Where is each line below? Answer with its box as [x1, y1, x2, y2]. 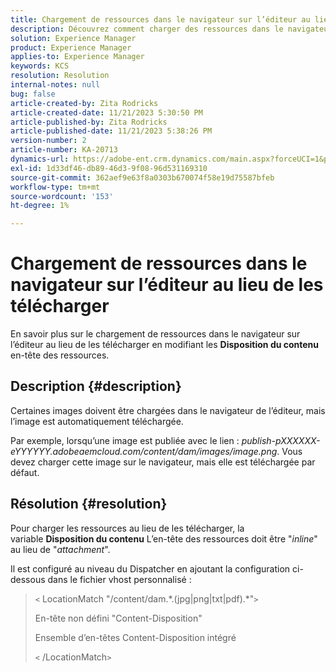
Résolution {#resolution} [10, 496, 168, 513]
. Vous [276, 445, 303, 457]
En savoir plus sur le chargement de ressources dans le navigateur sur [10, 328, 301, 340]
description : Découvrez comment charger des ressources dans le [10, 24, 284, 34]
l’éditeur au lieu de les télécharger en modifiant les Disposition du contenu [10, 339, 320, 351]
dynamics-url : [10, 154, 70, 164]
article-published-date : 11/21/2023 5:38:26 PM [10, 126, 213, 136]
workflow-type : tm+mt [10, 182, 101, 192]
